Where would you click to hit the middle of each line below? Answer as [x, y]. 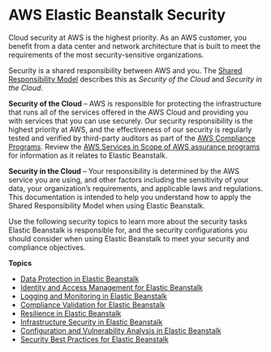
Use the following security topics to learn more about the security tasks [128, 221]
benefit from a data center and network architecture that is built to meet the [135, 46]
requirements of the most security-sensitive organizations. [106, 54]
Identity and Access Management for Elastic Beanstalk [111, 287]
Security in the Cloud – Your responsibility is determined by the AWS [124, 171]
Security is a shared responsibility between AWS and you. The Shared [125, 70]
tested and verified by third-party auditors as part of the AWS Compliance [132, 138]
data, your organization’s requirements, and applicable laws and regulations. [136, 188]
